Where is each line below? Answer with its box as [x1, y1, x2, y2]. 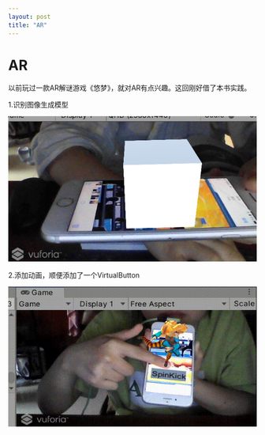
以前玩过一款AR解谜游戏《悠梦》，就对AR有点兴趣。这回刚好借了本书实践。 [8, 83, 252, 93]
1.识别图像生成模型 [8, 100, 69, 110]
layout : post [8, 13, 51, 21]
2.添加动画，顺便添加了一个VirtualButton [8, 270, 140, 280]
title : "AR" [8, 21, 47, 29]
